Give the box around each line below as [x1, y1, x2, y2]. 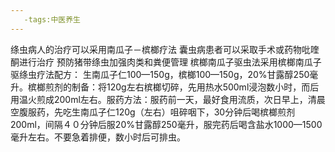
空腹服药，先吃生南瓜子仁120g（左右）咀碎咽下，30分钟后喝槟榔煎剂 [10, 106, 296, 118]
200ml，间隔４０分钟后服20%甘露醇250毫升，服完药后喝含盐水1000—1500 [10, 118, 323, 130]
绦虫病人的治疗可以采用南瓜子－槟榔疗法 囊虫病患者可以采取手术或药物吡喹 [10, 43, 320, 55]
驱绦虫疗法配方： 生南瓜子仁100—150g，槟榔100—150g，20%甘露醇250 [10, 68, 310, 80]
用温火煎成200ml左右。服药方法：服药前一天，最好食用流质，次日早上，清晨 [10, 93, 326, 105]
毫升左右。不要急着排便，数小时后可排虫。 [10, 131, 186, 143]
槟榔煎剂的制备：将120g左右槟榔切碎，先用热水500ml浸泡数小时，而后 [27, 81, 320, 93]
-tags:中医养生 [23, 14, 81, 25]
